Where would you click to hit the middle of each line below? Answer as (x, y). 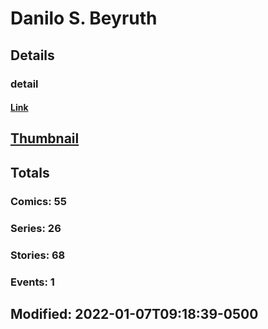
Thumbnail (45, 138)
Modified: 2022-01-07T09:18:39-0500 (134, 313)
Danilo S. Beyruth (84, 18)
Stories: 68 (38, 255)
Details (32, 55)
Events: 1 (32, 282)
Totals (30, 172)
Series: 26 (36, 228)
